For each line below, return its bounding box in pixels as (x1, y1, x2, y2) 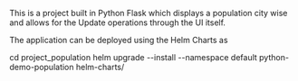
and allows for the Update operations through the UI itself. (9, 17, 226, 28)
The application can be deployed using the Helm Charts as (9, 35, 228, 45)
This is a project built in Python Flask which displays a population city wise (9, 8, 288, 18)
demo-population (9, 62, 74, 72)
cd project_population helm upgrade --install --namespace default (9, 52, 258, 62)
